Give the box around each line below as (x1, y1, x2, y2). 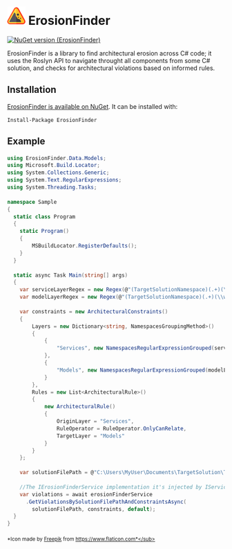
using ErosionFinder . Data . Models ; (7, 155, 107, 162)
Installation (7, 84, 57, 96)
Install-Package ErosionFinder (7, 116, 97, 123)
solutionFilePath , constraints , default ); (32, 505, 156, 512)
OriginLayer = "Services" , (56, 418, 135, 425)
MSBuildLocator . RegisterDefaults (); (32, 243, 137, 250)
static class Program (13, 213, 76, 220)
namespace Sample (7, 198, 57, 205)
